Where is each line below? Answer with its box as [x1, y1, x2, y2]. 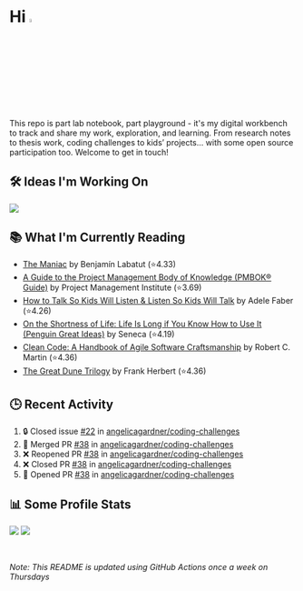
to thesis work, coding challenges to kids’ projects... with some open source [9, 136, 294, 147]
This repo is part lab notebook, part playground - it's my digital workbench [9, 117, 288, 128]
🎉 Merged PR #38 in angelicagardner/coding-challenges [22, 439, 234, 450]
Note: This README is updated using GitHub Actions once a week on [9, 561, 269, 572]
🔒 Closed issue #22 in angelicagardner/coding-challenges [22, 426, 240, 437]
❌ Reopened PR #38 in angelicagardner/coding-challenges [22, 448, 244, 460]
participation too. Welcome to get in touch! [9, 146, 170, 157]
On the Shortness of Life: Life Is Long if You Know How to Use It [22, 318, 262, 329]
